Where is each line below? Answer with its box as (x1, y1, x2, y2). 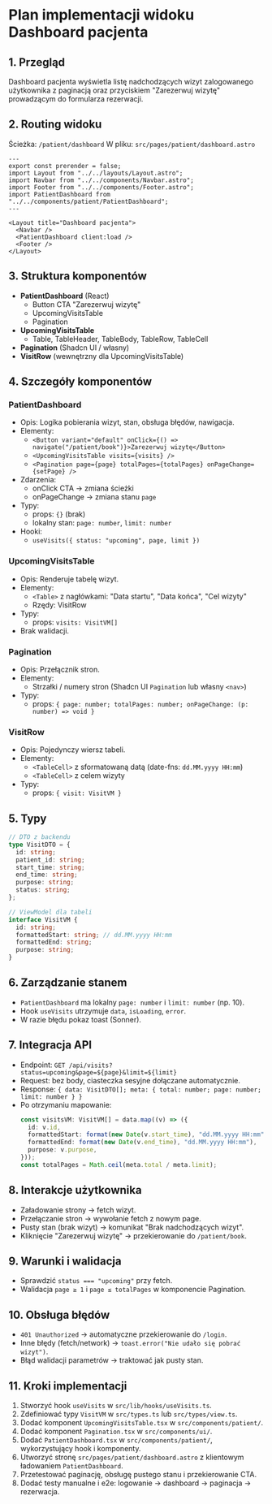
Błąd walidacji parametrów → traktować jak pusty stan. (19, 1355, 204, 1365)
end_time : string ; (15, 871, 79, 879)
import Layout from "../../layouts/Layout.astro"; (8, 169, 183, 177)
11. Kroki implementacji (8, 1379, 127, 1393)
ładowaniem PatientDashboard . (19, 1461, 123, 1471)
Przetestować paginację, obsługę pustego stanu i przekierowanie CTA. (19, 1470, 257, 1480)
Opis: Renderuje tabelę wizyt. (19, 574, 119, 584)
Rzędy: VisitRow (32, 599, 87, 610)
